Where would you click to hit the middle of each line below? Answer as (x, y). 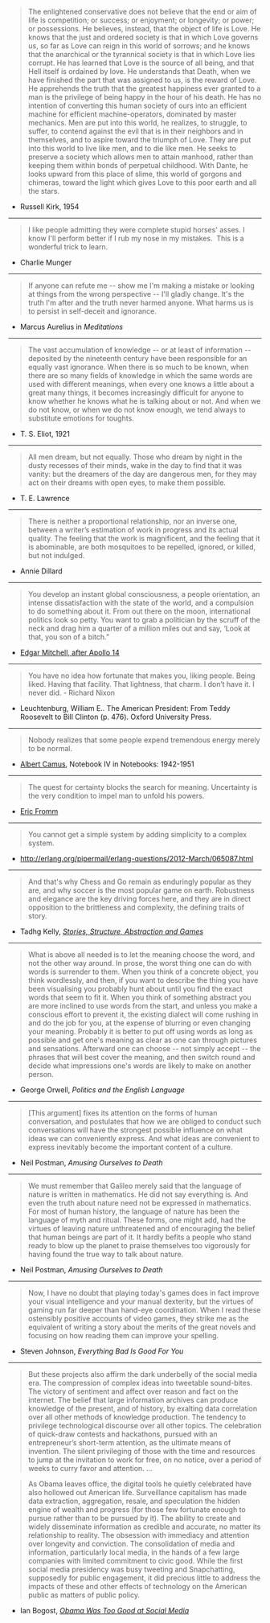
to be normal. (50, 748)
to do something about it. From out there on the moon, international (139, 611)
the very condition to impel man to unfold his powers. (116, 796)
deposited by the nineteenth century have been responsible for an (137, 358)
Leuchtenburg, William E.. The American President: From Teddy (125, 708)
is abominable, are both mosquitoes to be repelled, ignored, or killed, (142, 547)
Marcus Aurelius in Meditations (71, 327)
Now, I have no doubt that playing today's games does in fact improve (143, 1293)
